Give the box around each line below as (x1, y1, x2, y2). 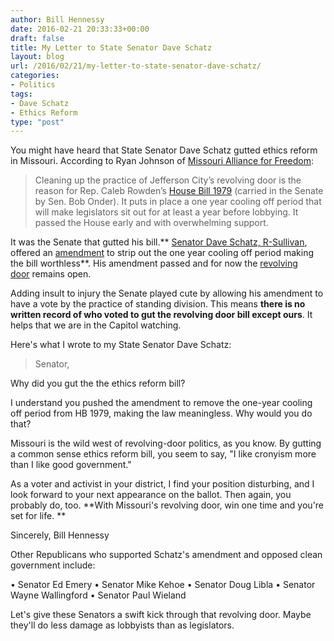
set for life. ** (10, 510, 67, 522)
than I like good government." (10, 459, 132, 471)
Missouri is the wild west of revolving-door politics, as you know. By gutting (10, 437, 322, 450)
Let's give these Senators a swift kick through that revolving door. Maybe (10, 609, 312, 621)
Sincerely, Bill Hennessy (10, 529, 110, 541)
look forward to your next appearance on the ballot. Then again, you (10, 489, 292, 501)
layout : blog (10, 52, 65, 62)
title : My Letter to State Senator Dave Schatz (10, 42, 213, 53)
